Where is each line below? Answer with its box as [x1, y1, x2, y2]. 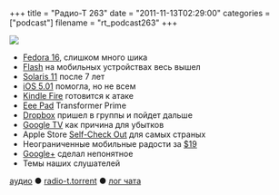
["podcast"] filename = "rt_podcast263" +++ [9, 17, 178, 28]
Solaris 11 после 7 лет [22, 72, 105, 82]
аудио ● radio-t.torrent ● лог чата [9, 176, 142, 186]
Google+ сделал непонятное [22, 149, 134, 159]
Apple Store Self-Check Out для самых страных [22, 129, 206, 140]
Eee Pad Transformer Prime [22, 100, 127, 111]
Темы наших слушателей [22, 158, 121, 169]
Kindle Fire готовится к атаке [22, 91, 135, 101]
